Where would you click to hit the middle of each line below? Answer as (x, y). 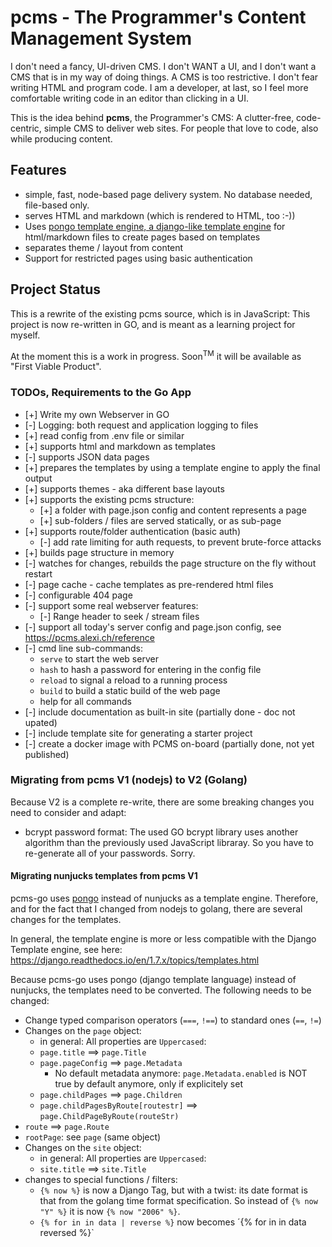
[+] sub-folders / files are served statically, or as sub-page (160, 520)
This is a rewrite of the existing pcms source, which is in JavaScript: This (160, 313)
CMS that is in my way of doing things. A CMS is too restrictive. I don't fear (164, 77)
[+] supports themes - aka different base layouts (124, 488)
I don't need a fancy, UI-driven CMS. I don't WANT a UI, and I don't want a (163, 66)
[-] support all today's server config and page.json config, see (153, 627)
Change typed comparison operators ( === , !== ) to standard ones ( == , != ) (173, 1020)
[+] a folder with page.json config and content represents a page (173, 510)
